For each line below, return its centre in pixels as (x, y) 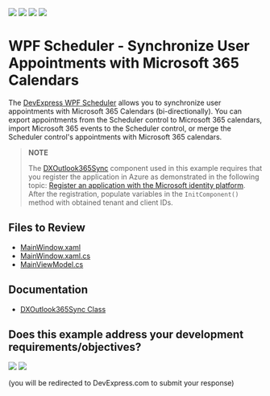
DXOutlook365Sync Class (63, 309)
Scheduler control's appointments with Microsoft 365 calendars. (115, 136)
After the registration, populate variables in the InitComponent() (133, 194)
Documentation (48, 290)
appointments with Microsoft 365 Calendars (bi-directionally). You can (125, 111)
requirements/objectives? (75, 347)
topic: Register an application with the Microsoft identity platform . (137, 185)
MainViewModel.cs (52, 264)
